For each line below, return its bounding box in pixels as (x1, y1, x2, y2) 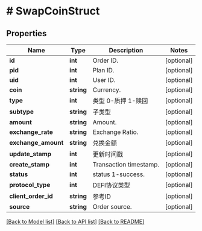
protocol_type (9, 181, 51, 189)
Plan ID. (92, 66, 115, 74)
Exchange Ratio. (92, 128, 139, 136)
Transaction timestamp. (92, 160, 160, 168)
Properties (6, 28, 47, 39)
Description (109, 46, 144, 54)
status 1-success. (92, 170, 145, 179)
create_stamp (9, 160, 50, 168)
